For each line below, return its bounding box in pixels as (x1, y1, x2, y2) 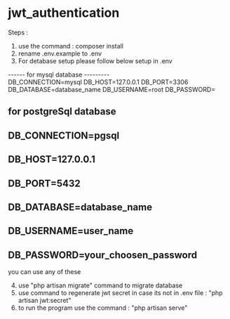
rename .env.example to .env (18, 49, 102, 58)
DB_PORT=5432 (8, 177, 81, 189)
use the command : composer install (18, 41, 123, 50)
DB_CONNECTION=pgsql (8, 129, 120, 141)
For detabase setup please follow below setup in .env (18, 56, 172, 65)
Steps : (8, 28, 29, 37)
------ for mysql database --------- (8, 70, 110, 79)
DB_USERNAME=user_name (8, 225, 134, 237)
